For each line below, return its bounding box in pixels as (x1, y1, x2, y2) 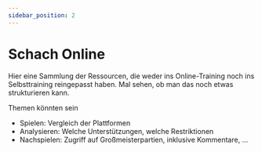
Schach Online (8, 45, 106, 63)
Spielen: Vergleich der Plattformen (19, 118, 131, 128)
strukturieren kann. (8, 88, 70, 97)
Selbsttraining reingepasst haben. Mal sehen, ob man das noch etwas (8, 79, 234, 89)
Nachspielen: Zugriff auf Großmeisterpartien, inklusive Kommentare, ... (19, 135, 249, 144)
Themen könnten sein (8, 103, 78, 112)
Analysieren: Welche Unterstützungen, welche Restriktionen (19, 126, 214, 136)
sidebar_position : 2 (8, 11, 76, 20)
